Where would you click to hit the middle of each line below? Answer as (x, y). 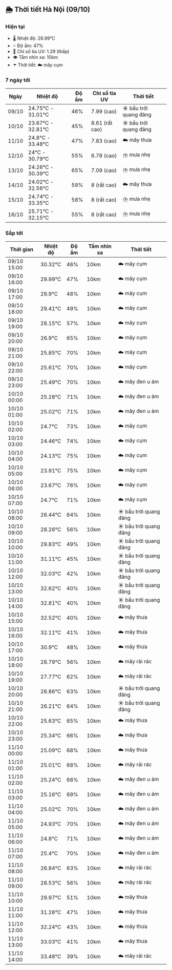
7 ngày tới (18, 80)
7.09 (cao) (104, 170)
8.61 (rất (102, 123)
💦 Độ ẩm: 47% (28, 46)
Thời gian (22, 249)
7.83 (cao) (104, 141)
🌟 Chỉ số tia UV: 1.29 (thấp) (41, 51)
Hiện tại (15, 27)
